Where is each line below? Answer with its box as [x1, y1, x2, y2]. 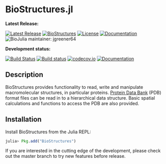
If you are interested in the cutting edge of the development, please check [5, 148, 161, 154]
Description [5, 71, 43, 79]
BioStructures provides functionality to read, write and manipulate [5, 84, 144, 90]
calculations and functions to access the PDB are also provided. [5, 100, 140, 106]
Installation [5, 115, 42, 124]
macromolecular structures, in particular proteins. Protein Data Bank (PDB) [5, 89, 161, 96]
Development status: [5, 45, 51, 52]
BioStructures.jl [5, 4, 73, 15]
